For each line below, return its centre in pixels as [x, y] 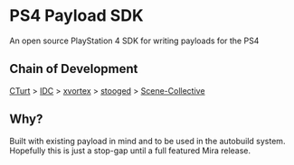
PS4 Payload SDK [76, 16]
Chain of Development [74, 69]
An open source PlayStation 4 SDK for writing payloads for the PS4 [134, 41]
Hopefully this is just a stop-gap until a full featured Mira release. [130, 151]
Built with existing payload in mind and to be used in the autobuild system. [147, 141]
